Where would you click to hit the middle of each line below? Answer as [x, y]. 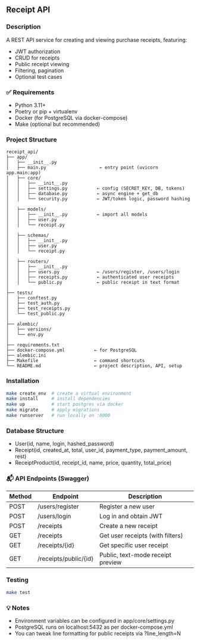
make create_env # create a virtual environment [69, 393]
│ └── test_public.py [36, 314]
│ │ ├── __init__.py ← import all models [77, 215]
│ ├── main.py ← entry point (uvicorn [82, 168]
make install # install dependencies [58, 399]
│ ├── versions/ [29, 330]
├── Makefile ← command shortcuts [76, 361]
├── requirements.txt [33, 345]
